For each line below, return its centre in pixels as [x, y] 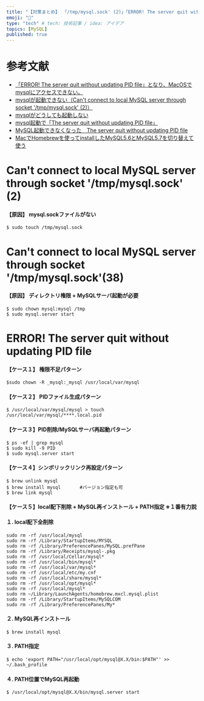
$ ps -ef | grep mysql [35, 443]
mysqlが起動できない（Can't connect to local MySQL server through [100, 100]
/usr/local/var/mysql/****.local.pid [54, 415]
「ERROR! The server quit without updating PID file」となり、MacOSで [104, 85]
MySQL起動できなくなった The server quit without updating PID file [101, 130]
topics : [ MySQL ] [27, 29]
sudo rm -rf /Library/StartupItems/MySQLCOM [63, 599]
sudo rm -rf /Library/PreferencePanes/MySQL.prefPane [76, 546]
